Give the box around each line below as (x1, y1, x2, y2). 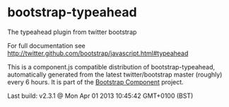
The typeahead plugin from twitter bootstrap (7, 28, 137, 36)
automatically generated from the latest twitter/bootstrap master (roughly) (7, 70, 223, 79)
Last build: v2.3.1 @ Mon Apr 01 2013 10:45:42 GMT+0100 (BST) (7, 91, 194, 100)
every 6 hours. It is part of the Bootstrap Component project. (7, 77, 184, 86)
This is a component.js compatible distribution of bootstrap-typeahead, (7, 62, 216, 71)
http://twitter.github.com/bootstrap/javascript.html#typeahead (7, 49, 189, 57)
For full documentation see (7, 41, 86, 50)
